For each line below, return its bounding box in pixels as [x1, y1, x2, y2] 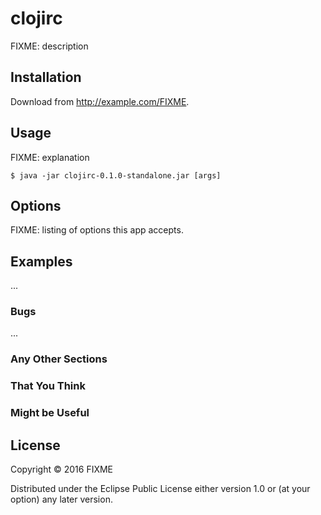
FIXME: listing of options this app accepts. [10, 224, 184, 236]
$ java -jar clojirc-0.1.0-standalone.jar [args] [10, 170, 222, 181]
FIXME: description [10, 40, 89, 52]
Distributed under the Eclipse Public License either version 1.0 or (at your [10, 483, 311, 495]
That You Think [10, 379, 86, 393]
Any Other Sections [10, 352, 108, 366]
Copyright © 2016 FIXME [10, 463, 114, 476]
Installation [10, 69, 82, 86]
